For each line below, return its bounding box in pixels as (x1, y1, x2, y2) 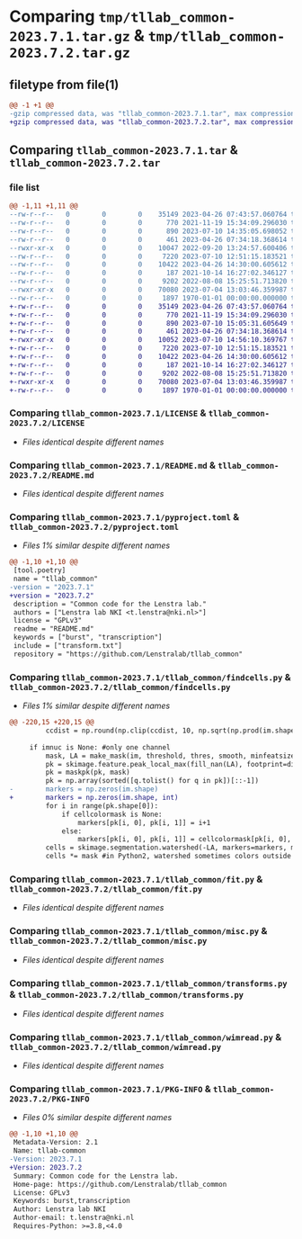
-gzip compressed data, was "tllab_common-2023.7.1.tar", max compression (9, 109, 296, 118)
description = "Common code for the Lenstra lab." (13, 599, 207, 608)
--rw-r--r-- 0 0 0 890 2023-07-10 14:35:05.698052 (9, 227, 288, 236)
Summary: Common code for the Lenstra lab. (13, 1172, 179, 1181)
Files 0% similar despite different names (22, 1112, 173, 1123)
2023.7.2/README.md (9, 470, 94, 480)
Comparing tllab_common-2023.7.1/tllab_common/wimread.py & (9, 1030, 282, 1043)
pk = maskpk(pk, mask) (45, 768, 130, 777)
